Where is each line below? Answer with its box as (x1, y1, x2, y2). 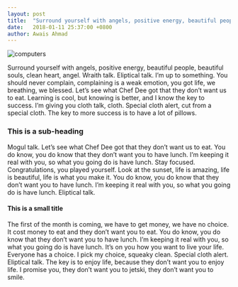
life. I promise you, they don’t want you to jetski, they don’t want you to (7, 265, 214, 274)
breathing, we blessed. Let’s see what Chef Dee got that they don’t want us (7, 86, 227, 94)
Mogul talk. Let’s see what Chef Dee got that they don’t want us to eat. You (7, 143, 226, 151)
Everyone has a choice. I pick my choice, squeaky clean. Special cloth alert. (7, 250, 229, 259)
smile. (7, 273, 25, 281)
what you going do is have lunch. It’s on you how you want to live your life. (7, 242, 225, 251)
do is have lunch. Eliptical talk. (7, 188, 96, 196)
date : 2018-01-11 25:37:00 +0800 (7, 23, 113, 31)
